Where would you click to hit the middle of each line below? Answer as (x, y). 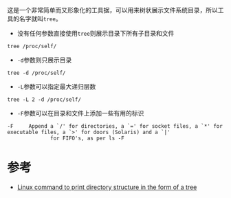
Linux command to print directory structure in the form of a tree (107, 187)
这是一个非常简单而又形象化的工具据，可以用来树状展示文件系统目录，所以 (112, 10)
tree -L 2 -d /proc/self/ (44, 100)
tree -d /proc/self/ (37, 73)
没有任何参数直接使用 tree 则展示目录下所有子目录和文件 (96, 33)
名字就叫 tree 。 (40, 19)
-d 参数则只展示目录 (44, 60)
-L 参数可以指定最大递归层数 (56, 87)
